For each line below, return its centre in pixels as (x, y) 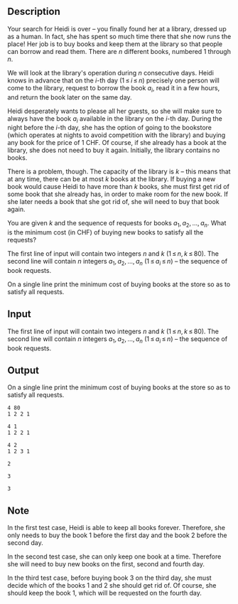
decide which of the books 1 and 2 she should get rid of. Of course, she (112, 586)
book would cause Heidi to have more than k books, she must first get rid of (118, 187)
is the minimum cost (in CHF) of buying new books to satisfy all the (106, 232)
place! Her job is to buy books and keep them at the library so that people (115, 44)
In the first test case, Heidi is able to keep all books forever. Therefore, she (117, 528)
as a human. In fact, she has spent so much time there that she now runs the (119, 36)
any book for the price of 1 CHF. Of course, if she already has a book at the (117, 143)
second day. (26, 543)
